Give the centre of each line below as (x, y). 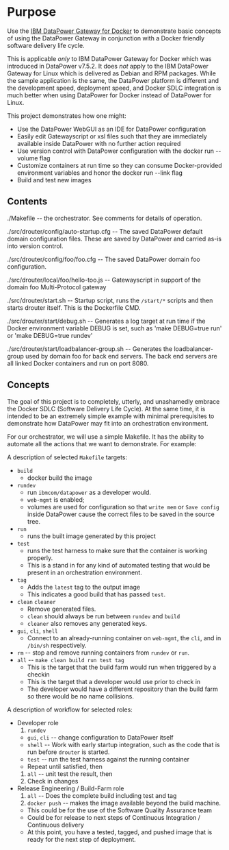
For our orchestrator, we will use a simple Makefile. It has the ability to (106, 437)
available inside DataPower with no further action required (99, 143)
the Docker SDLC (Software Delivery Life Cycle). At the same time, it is (106, 409)
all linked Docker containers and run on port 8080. (78, 363)
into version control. (35, 246)
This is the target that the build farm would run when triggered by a (122, 667)
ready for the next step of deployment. (82, 839)
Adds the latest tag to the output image (84, 587)
